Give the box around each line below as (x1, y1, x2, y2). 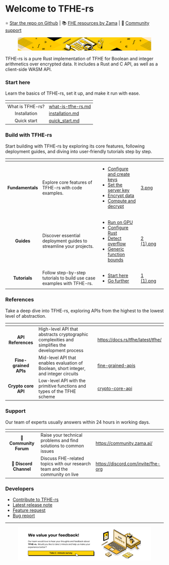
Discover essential (42, 233, 80, 239)
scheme (38, 393, 55, 399)
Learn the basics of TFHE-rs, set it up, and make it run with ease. (5, 90, 140, 96)
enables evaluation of (38, 360, 83, 366)
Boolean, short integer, (38, 365, 86, 371)
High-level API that (38, 326, 78, 332)
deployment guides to (42, 238, 88, 244)
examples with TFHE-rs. (42, 280, 93, 287)
